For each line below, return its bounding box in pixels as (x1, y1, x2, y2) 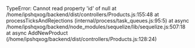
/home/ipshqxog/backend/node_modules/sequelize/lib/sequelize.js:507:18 (6, 23, 186, 30)
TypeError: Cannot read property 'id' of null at (6, 5, 117, 12)
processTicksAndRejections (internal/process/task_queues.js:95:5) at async (6, 17, 189, 24)
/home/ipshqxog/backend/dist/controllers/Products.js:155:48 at (6, 11, 159, 18)
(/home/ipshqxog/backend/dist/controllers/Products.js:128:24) (6, 36, 157, 42)
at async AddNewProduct (6, 29, 69, 36)
